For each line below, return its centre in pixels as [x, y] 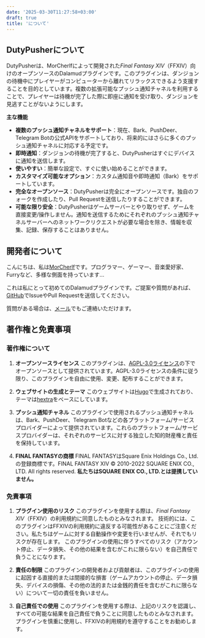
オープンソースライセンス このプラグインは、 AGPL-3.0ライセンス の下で [105, 363]
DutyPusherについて [46, 50]
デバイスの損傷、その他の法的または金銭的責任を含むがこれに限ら [109, 585]
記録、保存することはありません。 [69, 230]
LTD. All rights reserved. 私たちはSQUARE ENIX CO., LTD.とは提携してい [106, 471]
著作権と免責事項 [39, 330]
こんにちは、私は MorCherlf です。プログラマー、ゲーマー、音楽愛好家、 [97, 267]
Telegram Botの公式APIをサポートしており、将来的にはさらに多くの [100, 138]
